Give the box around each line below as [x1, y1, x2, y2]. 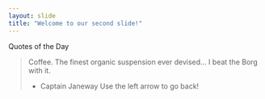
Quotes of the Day [8, 41, 69, 51]
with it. [27, 65, 51, 75]
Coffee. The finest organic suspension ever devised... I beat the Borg [27, 57, 259, 67]
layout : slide [8, 11, 57, 20]
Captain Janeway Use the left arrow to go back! [40, 81, 200, 91]
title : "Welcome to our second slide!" [8, 19, 143, 27]
